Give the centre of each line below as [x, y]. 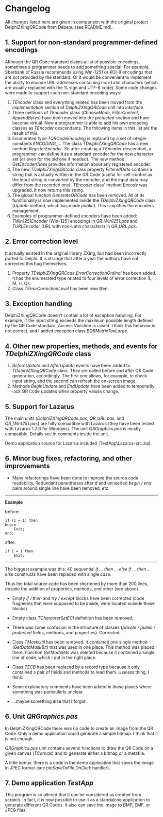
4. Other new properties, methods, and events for [81, 346]
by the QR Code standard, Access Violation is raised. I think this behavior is [80, 326]
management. [26, 211]
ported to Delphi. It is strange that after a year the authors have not [72, 258]
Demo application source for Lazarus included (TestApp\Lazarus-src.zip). [78, 443]
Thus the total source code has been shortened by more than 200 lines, [77, 584]
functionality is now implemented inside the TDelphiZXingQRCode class [84, 200]
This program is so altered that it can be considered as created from [73, 795]
